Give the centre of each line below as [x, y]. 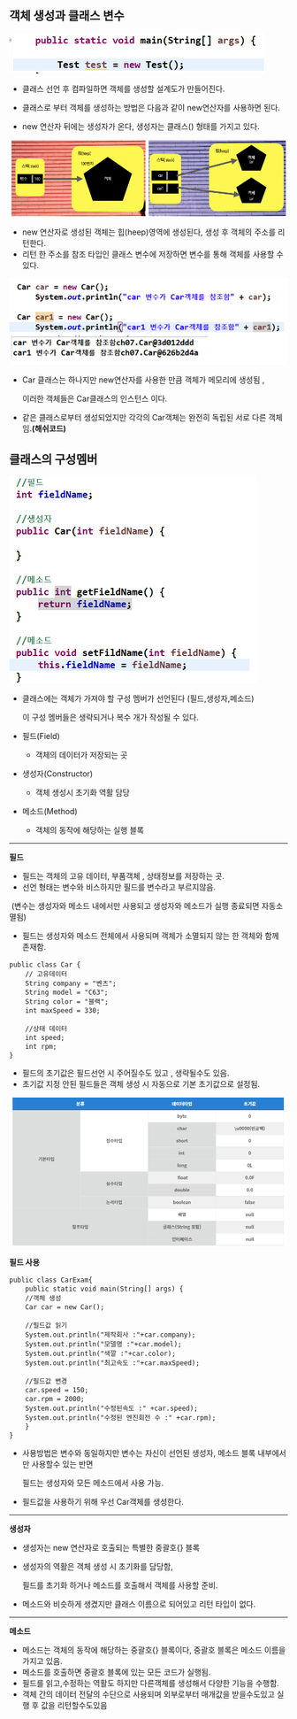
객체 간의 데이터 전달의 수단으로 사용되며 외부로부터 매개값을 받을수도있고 [148, 1694]
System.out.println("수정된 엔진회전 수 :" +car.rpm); [121, 1418]
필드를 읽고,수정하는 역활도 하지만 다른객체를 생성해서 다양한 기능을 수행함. [151, 1684]
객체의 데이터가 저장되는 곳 [81, 754]
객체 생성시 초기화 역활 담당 [82, 792]
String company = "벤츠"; [71, 983]
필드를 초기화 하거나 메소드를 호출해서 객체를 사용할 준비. [120, 1585]
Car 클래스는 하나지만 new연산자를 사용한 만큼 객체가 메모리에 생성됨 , [143, 380]
